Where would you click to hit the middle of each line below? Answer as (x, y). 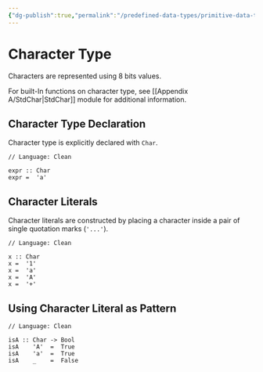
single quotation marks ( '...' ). (58, 229)
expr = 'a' (27, 178)
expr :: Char (29, 171)
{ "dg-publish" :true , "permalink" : (63, 15)
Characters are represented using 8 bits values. (85, 76)
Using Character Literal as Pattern (92, 308)
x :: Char (24, 257)
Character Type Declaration (77, 123)
